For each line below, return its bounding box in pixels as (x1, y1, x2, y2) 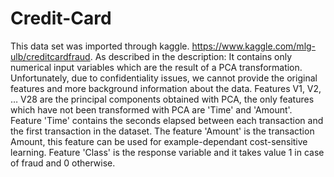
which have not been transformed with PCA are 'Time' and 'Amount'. (10, 103, 293, 116)
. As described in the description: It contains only (89, 50, 293, 62)
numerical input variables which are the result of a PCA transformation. (10, 61, 303, 73)
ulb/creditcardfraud (10, 50, 91, 62)
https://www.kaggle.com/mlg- (191, 40, 317, 52)
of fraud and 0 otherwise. (10, 157, 116, 169)
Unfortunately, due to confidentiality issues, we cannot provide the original (10, 72, 318, 84)
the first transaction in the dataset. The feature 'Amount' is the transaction (10, 125, 315, 137)
